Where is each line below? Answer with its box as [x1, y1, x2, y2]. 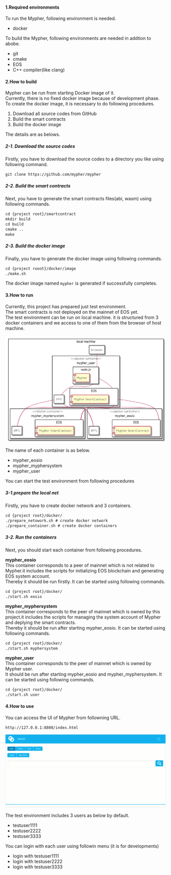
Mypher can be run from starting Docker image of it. [5, 90, 115, 96]
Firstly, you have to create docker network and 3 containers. [5, 502, 132, 509]
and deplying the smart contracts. [5, 619, 76, 626]
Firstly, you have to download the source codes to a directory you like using [5, 156, 164, 162]
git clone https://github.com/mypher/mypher [5, 172, 101, 177]
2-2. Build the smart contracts [5, 182, 71, 189]
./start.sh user [5, 693, 40, 698]
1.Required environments [5, 4, 60, 10]
